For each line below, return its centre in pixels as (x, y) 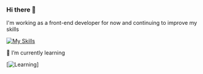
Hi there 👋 (21, 10)
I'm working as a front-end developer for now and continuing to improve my (102, 23)
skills (13, 29)
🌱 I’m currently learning (36, 53)
